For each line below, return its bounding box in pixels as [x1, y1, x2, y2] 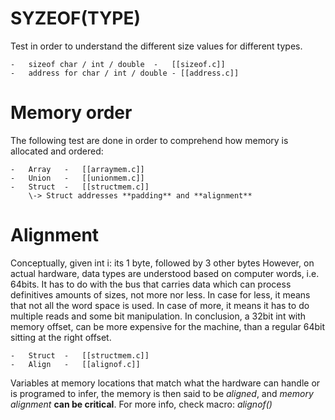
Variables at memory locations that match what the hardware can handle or [10, 377, 321, 389]
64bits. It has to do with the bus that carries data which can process [10, 278, 292, 290]
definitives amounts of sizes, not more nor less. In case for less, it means [10, 288, 311, 301]
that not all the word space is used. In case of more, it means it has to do [10, 299, 310, 311]
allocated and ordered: [10, 145, 104, 157]
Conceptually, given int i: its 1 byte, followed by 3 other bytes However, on [10, 257, 315, 269]
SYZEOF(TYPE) [10, 7, 142, 30]
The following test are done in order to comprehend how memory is [10, 134, 289, 146]
